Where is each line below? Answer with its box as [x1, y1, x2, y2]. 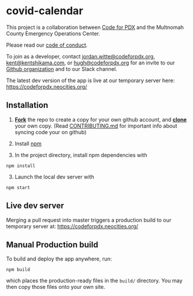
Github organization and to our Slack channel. [6, 65, 117, 72]
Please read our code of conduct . [6, 41, 88, 48]
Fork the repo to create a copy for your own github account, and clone [14, 116, 187, 123]
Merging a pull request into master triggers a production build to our [6, 216, 172, 223]
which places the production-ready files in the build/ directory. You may [6, 277, 183, 284]
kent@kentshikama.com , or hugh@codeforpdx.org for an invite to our [6, 59, 175, 66]
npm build [6, 267, 31, 273]
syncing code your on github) [14, 128, 87, 135]
